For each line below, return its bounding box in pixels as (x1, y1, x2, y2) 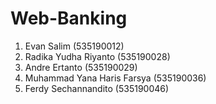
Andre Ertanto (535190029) (24, 61, 138, 73)
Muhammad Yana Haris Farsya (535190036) (24, 72, 207, 84)
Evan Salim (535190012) (24, 40, 125, 52)
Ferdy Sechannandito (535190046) (24, 82, 170, 94)
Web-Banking (10, 7, 128, 30)
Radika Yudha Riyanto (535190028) (24, 50, 171, 62)
